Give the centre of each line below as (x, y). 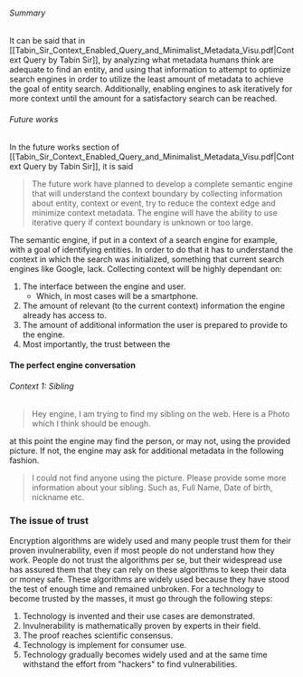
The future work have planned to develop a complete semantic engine (162, 184)
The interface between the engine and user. (104, 286)
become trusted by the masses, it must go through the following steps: (141, 598)
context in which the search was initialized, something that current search (147, 259)
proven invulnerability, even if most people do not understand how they (142, 550)
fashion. (24, 460)
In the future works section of (65, 147)
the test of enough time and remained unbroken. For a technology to (137, 588)
